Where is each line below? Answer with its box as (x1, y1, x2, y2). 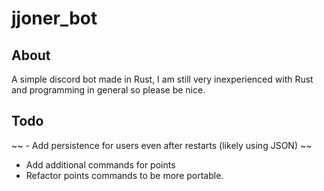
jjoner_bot (11, 7, 98, 30)
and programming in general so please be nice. (11, 84, 206, 96)
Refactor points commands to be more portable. (25, 169, 224, 181)
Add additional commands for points (25, 158, 176, 171)
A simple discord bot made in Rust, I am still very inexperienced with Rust (11, 73, 314, 85)
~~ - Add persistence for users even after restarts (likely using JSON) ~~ (11, 139, 313, 151)
